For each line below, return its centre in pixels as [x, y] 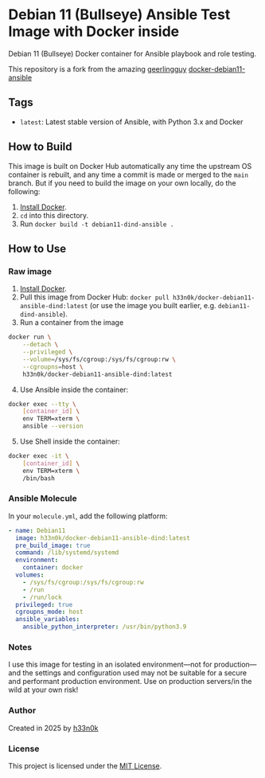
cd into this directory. [54, 215]
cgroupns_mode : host [49, 612]
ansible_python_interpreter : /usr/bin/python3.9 [105, 627]
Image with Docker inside [94, 31]
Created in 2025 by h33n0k [53, 728]
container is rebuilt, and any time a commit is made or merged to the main [129, 174]
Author [22, 710]
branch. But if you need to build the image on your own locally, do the [122, 183]
